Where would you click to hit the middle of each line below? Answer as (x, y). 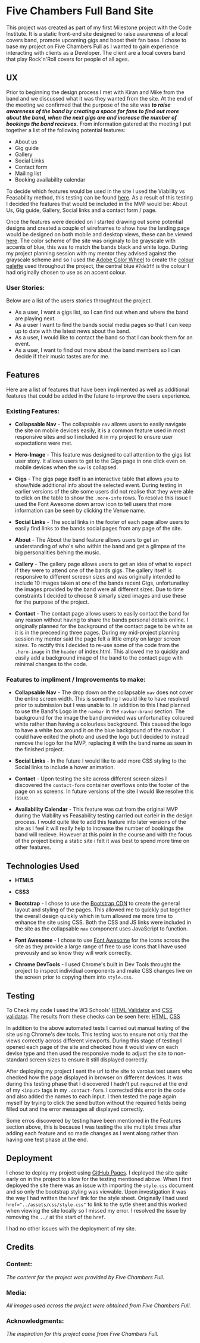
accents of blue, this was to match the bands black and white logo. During (97, 247)
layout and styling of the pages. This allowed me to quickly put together (103, 910)
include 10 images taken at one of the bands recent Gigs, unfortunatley (102, 583)
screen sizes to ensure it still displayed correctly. (89, 1060)
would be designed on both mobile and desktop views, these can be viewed (99, 234)
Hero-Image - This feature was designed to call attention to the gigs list (103, 455)
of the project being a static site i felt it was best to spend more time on (102, 841)
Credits (20, 1247)
